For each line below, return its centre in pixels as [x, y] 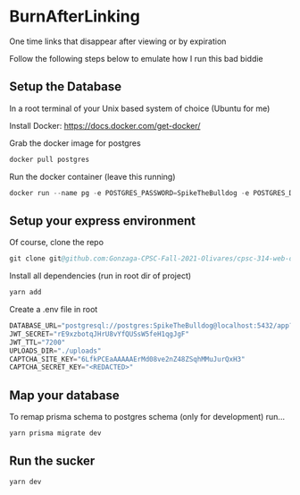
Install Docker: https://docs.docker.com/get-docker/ [105, 125]
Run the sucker [52, 461]
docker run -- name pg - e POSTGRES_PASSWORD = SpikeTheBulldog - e [129, 193]
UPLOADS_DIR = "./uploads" [55, 351]
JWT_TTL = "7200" [37, 342]
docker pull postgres [50, 159]
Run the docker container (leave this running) [92, 176]
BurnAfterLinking [75, 17]
